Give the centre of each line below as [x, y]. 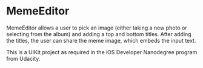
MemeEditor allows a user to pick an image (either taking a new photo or [97, 28]
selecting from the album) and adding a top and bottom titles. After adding [99, 34]
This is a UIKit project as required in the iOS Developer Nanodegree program [102, 52]
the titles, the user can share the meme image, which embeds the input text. [101, 40]
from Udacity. [23, 58]
